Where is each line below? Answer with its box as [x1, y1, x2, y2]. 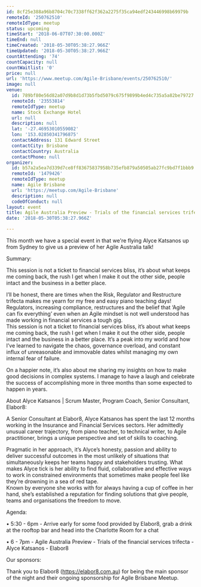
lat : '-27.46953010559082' [11, 126, 79, 132]
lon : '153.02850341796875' [11, 131, 79, 138]
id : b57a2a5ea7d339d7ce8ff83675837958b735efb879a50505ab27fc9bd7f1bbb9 [11, 165, 194, 171]
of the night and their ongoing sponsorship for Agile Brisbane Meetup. [6, 574, 179, 581]
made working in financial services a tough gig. [6, 316, 123, 324]
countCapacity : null [6, 59, 58, 65]
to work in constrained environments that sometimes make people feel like [6, 472, 190, 478]
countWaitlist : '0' [6, 64, 55, 71]
